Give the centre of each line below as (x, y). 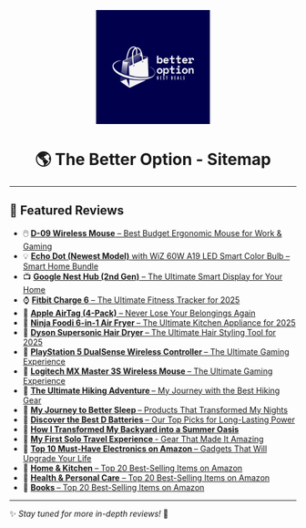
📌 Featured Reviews (67, 211)
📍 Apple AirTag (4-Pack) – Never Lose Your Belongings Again (139, 313)
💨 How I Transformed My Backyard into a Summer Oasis (131, 429)
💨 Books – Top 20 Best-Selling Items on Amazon (113, 487)
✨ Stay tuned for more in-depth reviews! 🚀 (89, 513)
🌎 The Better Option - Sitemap (153, 160)
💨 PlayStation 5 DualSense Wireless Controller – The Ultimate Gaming (156, 351)
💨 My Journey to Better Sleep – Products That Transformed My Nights (155, 409)
